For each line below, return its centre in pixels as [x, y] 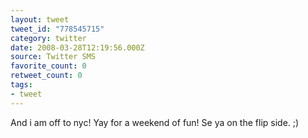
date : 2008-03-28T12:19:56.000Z [77, 47]
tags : [21, 85]
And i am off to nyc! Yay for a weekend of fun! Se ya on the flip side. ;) [155, 122]
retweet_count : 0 [46, 76]
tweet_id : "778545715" [57, 29]
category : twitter [48, 38]
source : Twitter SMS [53, 57]
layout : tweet [40, 19]
